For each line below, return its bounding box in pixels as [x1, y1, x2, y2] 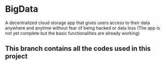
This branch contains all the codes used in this [5, 44, 151, 53]
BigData [5, 3, 38, 15]
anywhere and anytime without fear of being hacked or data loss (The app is [5, 25, 160, 31]
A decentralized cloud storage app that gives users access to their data [5, 20, 150, 26]
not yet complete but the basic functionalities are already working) [5, 30, 140, 36]
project [5, 52, 28, 61]
